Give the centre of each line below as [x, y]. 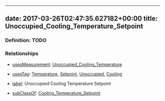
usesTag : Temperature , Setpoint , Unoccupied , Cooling [67, 74]
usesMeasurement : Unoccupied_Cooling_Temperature [67, 64]
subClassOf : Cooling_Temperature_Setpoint [56, 93]
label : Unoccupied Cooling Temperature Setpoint [62, 83]
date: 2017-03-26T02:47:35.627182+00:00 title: [82, 18]
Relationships [22, 54]
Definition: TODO [26, 40]
